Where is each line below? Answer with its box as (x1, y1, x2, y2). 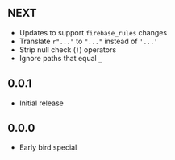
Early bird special (19, 142, 77, 152)
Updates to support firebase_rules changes (19, 27, 167, 37)
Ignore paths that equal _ (19, 53, 102, 63)
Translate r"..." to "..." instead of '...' (19, 36, 158, 46)
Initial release (19, 98, 64, 108)
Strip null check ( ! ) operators (19, 44, 117, 55)
